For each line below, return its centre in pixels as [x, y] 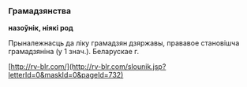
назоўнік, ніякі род [41, 28]
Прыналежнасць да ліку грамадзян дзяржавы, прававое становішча [124, 43]
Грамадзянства [39, 11]
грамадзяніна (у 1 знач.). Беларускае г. [74, 52]
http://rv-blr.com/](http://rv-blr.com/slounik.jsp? [88, 67]
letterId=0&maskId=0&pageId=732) [66, 75]
